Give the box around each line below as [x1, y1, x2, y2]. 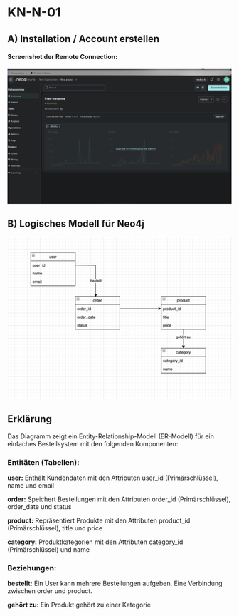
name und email [7, 481, 55, 490]
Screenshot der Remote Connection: [7, 53, 118, 61]
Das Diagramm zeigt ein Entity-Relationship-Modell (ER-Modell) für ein [7, 432, 215, 441]
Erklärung [7, 413, 52, 425]
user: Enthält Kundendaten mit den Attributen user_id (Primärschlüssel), [7, 473, 218, 482]
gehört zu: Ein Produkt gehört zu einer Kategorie [7, 600, 152, 610]
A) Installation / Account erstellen [7, 33, 160, 45]
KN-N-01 [7, 4, 61, 21]
